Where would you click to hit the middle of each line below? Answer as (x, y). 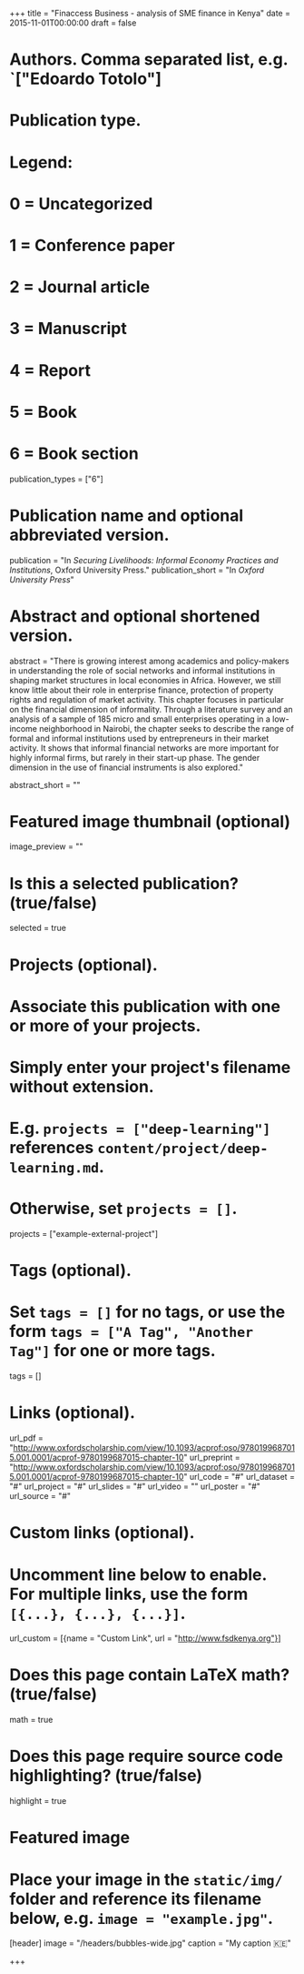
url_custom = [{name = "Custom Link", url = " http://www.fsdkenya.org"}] (145, 1638)
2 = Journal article (80, 287)
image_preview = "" (46, 846)
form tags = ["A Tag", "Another (132, 1331)
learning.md (54, 1168)
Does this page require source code (147, 1756)
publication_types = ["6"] (57, 479)
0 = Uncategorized (81, 203)
